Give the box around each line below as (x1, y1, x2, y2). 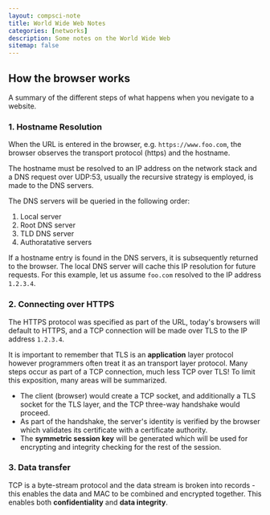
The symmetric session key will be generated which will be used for (19, 433, 248, 443)
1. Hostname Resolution (8, 121, 103, 133)
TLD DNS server (19, 229, 75, 239)
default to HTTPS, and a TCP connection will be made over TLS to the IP (8, 325, 247, 335)
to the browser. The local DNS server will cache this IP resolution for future (8, 262, 256, 272)
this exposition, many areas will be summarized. (8, 375, 167, 385)
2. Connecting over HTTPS (8, 299, 115, 310)
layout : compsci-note (8, 11, 81, 20)
